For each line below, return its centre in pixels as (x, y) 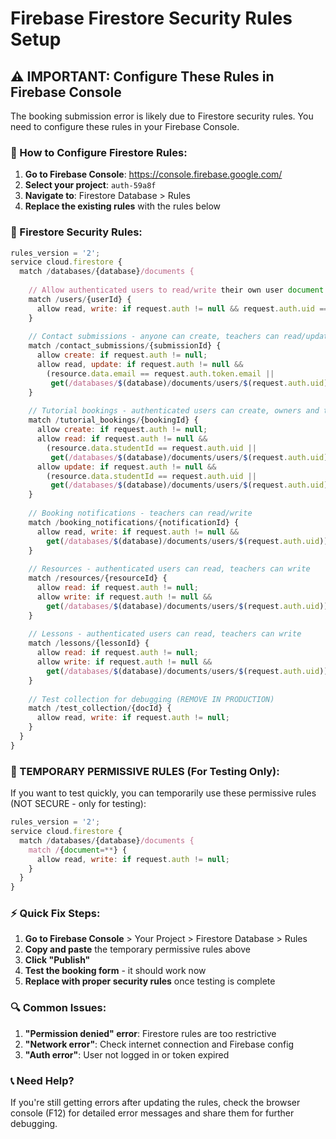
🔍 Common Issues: (58, 1008)
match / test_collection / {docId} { (100, 708)
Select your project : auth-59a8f (90, 185)
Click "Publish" (57, 960)
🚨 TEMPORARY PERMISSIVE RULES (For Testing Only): (145, 771)
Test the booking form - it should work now (115, 971)
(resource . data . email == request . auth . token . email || (160, 373)
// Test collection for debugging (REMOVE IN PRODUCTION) (151, 699)
